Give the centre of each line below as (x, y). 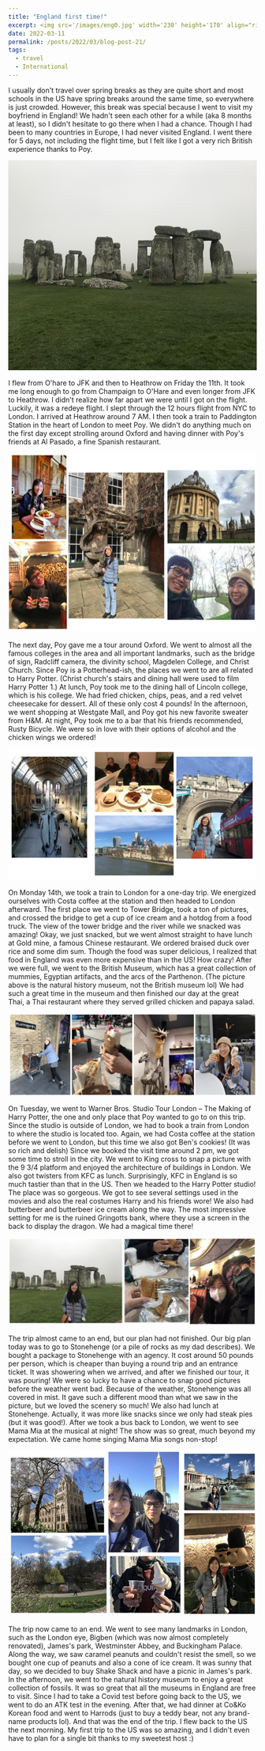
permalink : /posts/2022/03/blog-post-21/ (77, 42)
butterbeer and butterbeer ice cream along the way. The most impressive (127, 1209)
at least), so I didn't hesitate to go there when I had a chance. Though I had (130, 123)
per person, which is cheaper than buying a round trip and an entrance (123, 1363)
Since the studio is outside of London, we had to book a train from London (129, 1125)
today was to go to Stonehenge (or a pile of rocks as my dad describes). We (132, 1347)
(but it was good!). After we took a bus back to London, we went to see (123, 1423)
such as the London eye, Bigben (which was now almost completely (118, 1638)
